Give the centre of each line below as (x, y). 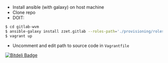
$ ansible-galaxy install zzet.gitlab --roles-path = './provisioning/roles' (86, 31)
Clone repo (24, 12)
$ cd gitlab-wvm (22, 27)
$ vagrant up (19, 36)
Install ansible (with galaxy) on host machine (58, 7)
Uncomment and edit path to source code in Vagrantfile (71, 45)
